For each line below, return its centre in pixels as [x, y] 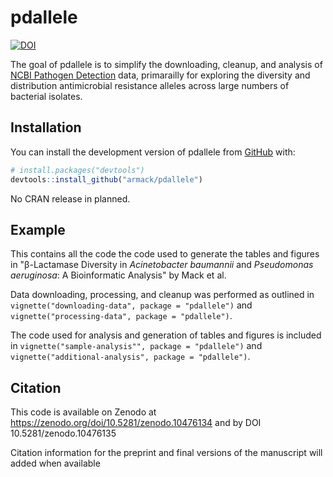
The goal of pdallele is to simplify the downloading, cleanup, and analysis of [166, 64]
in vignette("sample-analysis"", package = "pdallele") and [136, 346]
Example [38, 229]
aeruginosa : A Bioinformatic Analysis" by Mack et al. [118, 275]
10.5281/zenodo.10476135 [63, 433]
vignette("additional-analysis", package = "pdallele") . [130, 357]
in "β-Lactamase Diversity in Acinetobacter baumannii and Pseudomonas [162, 265]
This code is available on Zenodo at [83, 412]
